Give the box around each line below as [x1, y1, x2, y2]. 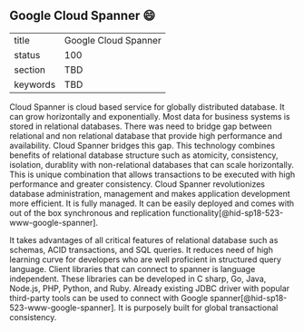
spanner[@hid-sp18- [210, 292, 288, 303]
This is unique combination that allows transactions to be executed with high [9, 169, 296, 180]
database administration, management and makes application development [9, 188, 290, 199]
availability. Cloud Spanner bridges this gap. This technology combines [9, 140, 275, 151]
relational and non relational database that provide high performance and [9, 130, 283, 141]
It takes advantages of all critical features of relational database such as [9, 234, 279, 245]
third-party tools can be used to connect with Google [9, 292, 209, 303]
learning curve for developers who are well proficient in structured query [9, 254, 281, 265]
